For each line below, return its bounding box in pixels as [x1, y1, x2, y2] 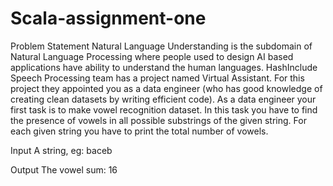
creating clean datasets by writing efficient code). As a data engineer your [10, 93, 317, 105]
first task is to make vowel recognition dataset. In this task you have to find [10, 103, 318, 116]
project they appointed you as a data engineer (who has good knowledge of [10, 82, 323, 94]
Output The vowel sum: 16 [10, 163, 118, 176]
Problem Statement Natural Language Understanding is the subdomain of [10, 40, 313, 52]
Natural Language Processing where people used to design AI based [10, 50, 294, 62]
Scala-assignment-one [10, 7, 207, 30]
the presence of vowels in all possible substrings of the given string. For [10, 114, 307, 126]
